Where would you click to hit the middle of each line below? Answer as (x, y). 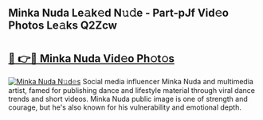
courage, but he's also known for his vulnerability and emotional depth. (125, 107)
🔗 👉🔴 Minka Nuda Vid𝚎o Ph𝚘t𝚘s (92, 58)
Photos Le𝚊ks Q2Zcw (63, 26)
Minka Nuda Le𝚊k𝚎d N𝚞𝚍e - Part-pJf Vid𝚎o (119, 13)
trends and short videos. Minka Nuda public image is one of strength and (128, 99)
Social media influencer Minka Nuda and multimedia (168, 81)
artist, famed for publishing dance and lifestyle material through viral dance (131, 90)
